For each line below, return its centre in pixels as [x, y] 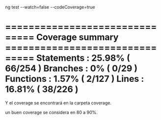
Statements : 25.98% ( [83, 58]
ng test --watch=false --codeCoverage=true [50, 7]
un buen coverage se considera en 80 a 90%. [52, 112]
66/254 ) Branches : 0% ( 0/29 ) [71, 69]
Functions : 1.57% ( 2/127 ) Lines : [75, 79]
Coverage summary [77, 37]
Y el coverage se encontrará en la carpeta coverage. [58, 103]
